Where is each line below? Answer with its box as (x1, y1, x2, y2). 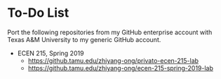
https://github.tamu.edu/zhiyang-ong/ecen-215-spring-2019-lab (27, 64, 214, 72)
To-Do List (7, 5, 69, 21)
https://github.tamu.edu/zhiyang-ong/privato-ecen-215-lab (27, 56, 199, 64)
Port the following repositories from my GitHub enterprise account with (7, 28, 213, 36)
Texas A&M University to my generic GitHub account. (7, 35, 161, 43)
